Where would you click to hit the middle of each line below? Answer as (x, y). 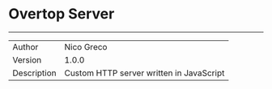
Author (25, 47)
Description (34, 73)
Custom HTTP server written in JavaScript (144, 73)
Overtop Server (62, 14)
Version (27, 59)
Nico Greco (86, 47)
